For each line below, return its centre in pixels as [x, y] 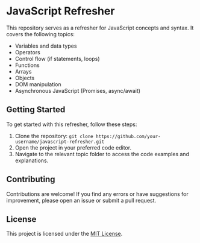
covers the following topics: [41, 34]
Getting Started [36, 110]
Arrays [23, 71]
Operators [27, 52]
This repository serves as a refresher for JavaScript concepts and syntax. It [100, 28]
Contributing [31, 179]
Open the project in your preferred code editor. [73, 147]
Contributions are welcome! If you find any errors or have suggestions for [97, 194]
